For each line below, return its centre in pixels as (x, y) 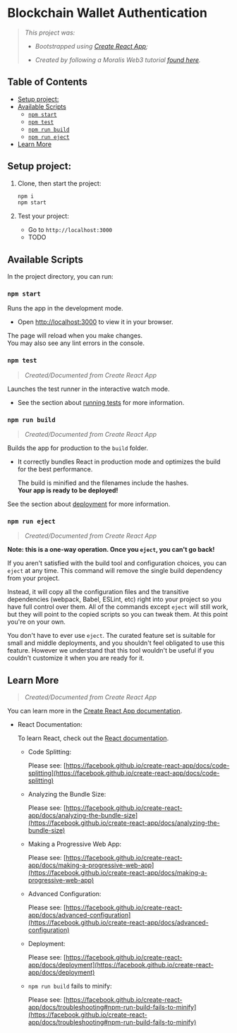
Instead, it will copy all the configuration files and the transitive (98, 592)
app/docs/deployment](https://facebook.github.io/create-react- (121, 965)
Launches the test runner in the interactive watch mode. (89, 389)
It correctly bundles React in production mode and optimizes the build (119, 462)
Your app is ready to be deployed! (68, 490)
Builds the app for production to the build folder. (78, 448)
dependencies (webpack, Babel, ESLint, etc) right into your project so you (115, 599)
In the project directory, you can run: (60, 277)
